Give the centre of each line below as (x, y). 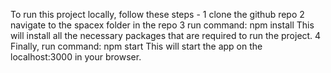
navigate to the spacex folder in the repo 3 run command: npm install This (162, 25)
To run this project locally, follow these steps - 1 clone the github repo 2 (157, 14)
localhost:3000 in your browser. (76, 57)
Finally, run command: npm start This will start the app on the (136, 46)
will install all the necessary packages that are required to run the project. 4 (166, 35)
